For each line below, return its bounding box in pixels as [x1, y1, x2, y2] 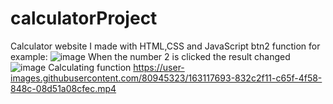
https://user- [133, 61, 185, 73]
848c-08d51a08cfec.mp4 [10, 82, 117, 94]
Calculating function [48, 61, 132, 73]
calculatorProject [10, 7, 158, 30]
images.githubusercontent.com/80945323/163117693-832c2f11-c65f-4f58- [10, 72, 323, 84]
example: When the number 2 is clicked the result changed [10, 50, 291, 62]
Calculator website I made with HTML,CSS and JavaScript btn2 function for [10, 40, 321, 52]
